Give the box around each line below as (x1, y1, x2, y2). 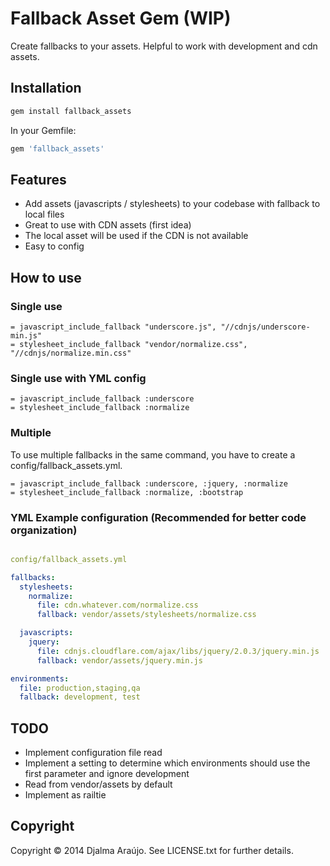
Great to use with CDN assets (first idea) (24, 219, 192, 231)
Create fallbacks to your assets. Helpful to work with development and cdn (10, 40, 318, 52)
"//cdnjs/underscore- (220, 322, 311, 332)
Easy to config (24, 240, 85, 252)
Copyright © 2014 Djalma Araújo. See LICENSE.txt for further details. (10, 844, 294, 856)
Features (10, 171, 67, 188)
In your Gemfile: (10, 124, 77, 136)
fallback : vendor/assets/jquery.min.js (36, 655, 203, 666)
